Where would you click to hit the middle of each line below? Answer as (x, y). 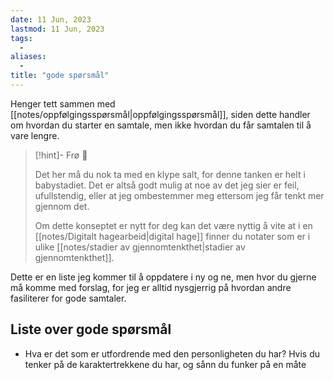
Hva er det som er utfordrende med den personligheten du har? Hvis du (172, 353)
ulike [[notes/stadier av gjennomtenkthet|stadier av (140, 247)
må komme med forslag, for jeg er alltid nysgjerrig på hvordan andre (151, 287)
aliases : (28, 57)
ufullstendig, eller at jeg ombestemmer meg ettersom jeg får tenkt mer (179, 195)
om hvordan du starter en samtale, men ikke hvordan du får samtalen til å (161, 125)
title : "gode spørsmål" (60, 76)
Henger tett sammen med (63, 103)
